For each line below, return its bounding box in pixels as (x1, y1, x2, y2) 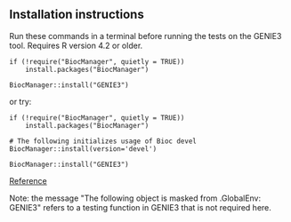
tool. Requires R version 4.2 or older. (9, 40, 143, 51)
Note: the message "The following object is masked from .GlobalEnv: (9, 193, 262, 203)
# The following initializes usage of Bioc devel (9, 137, 198, 146)
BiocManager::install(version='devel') (9, 144, 158, 154)
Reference (9, 175, 47, 186)
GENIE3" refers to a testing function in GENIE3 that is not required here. (9, 202, 271, 212)
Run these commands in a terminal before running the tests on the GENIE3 (9, 30, 282, 41)
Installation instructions (9, 7, 144, 22)
